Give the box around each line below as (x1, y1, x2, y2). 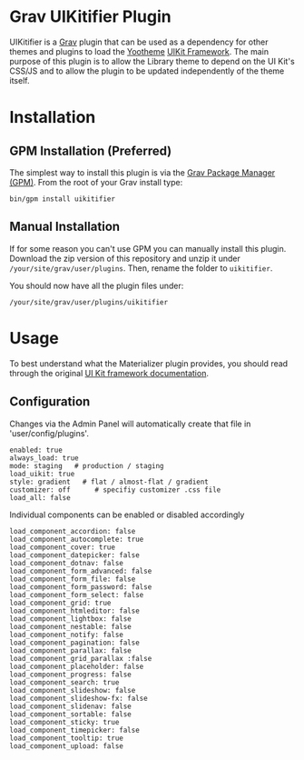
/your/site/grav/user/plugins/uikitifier (9, 297, 169, 306)
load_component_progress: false (9, 670, 132, 679)
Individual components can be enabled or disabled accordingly (9, 509, 245, 520)
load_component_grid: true (9, 598, 112, 607)
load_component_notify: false (9, 630, 124, 639)
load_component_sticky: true (9, 717, 120, 726)
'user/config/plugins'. (9, 427, 89, 438)
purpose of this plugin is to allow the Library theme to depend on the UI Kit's (9, 55, 295, 66)
